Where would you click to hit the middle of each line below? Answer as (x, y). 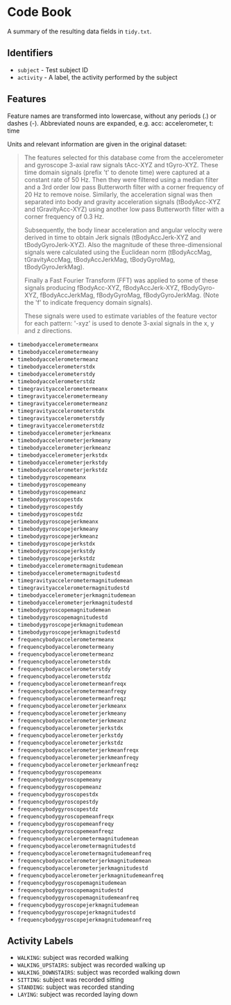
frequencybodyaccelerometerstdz (64, 676)
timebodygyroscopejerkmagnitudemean (70, 625)
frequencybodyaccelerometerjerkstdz (70, 743)
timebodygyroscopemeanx (52, 477)
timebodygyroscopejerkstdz (56, 558)
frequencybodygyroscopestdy (58, 802)
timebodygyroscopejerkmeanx (58, 521)
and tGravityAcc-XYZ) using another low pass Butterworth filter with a (124, 209)
